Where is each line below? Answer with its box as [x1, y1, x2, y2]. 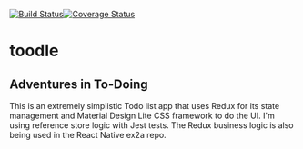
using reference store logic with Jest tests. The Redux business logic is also [9, 120, 294, 131]
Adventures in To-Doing [9, 76, 148, 92]
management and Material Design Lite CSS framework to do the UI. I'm [9, 110, 275, 121]
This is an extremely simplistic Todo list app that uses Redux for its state [9, 101, 280, 111]
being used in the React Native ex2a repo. [9, 130, 167, 140]
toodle [9, 41, 59, 61]
